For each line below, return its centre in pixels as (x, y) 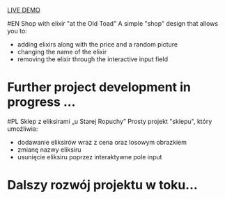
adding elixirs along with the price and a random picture (98, 44)
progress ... (41, 102)
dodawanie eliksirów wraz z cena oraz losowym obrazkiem (102, 142)
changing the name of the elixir (62, 52)
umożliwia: (23, 129)
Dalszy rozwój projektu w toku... (103, 185)
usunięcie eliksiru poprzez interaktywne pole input (90, 157)
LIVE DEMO (24, 10)
